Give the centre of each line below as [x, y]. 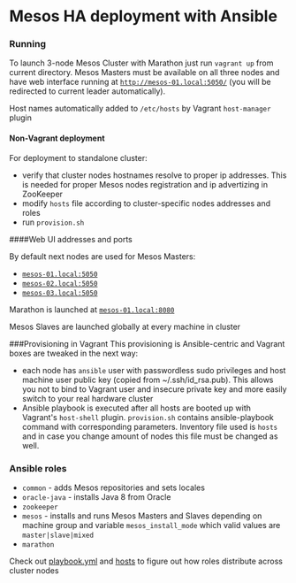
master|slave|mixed [58, 535]
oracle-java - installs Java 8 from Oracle [96, 496]
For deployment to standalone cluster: [78, 157]
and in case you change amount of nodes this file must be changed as [150, 436]
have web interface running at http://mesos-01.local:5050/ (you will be [140, 82]
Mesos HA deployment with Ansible [144, 16]
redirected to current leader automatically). [87, 91]
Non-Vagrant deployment [57, 138]
